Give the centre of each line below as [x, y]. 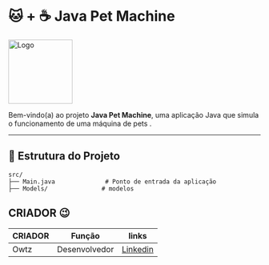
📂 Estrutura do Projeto [64, 157]
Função [85, 235]
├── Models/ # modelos [71, 189]
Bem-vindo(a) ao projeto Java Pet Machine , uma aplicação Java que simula [134, 114]
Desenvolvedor [86, 249]
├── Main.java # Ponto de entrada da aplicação [112, 182]
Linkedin [137, 249]
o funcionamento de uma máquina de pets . [80, 123]
